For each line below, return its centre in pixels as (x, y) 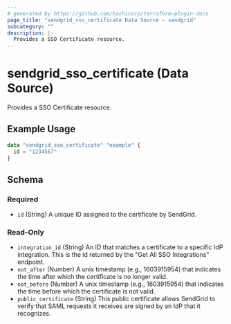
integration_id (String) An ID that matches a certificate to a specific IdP (120, 247)
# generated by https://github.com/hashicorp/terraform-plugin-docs (108, 13)
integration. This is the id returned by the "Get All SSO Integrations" (113, 255)
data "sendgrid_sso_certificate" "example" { (74, 145)
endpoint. (31, 262)
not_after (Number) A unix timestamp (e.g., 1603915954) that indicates (119, 269)
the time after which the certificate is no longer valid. (92, 277)
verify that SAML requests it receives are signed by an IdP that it (109, 306)
